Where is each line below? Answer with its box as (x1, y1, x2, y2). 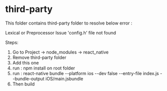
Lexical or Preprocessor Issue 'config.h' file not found (5, 29, 116, 35)
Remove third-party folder (12, 54, 67, 60)
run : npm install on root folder (12, 65, 75, 71)
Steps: (5, 39, 19, 45)
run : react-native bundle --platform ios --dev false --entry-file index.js (12, 70, 159, 76)
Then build (12, 81, 35, 87)
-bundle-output (12, 75, 45, 81)
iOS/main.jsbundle (45, 75, 84, 81)
